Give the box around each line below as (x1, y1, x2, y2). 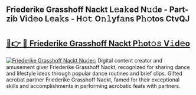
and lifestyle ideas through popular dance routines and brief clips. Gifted (6, 70, 183, 77)
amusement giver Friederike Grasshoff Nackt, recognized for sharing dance (6, 64, 190, 70)
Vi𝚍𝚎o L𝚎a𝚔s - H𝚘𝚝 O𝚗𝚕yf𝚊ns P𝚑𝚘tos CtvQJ (19, 14, 190, 24)
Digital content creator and (97, 57, 163, 64)
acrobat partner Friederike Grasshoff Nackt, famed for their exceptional (6, 76, 180, 83)
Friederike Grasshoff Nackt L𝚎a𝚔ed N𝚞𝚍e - (6, 5, 168, 15)
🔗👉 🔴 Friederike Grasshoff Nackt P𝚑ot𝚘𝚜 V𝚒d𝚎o (6, 38, 191, 48)
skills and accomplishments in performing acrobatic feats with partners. (6, 83, 181, 89)
